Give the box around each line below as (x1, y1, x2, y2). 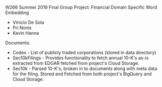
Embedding (5, 10, 29, 16)
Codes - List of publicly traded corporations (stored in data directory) (12, 50, 156, 55)
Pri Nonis (12, 25, 32, 31)
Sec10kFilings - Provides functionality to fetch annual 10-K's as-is (12, 55, 149, 61)
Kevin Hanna (12, 30, 39, 36)
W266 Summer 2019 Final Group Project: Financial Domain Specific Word (5, 5, 157, 10)
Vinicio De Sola (12, 20, 44, 25)
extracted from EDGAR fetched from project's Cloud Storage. (12, 60, 139, 66)
